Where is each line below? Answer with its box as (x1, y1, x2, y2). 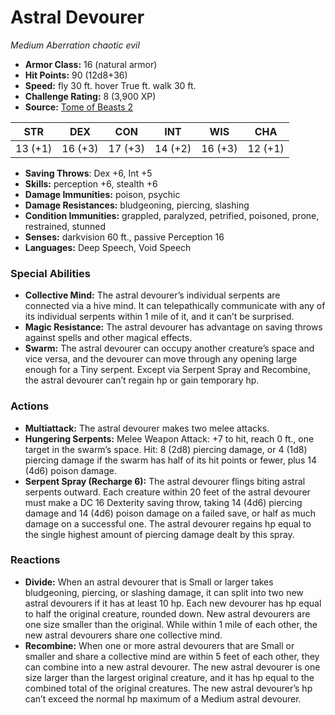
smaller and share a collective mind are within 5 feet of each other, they (24, 650, 320, 662)
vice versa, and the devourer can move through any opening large (24, 353, 298, 365)
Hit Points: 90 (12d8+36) (24, 69, 128, 81)
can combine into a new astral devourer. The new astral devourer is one (24, 661, 321, 673)
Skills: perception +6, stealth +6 (24, 177, 158, 190)
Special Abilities (10, 266, 91, 280)
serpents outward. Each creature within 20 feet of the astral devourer (24, 486, 311, 498)
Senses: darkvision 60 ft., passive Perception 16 (24, 231, 225, 243)
